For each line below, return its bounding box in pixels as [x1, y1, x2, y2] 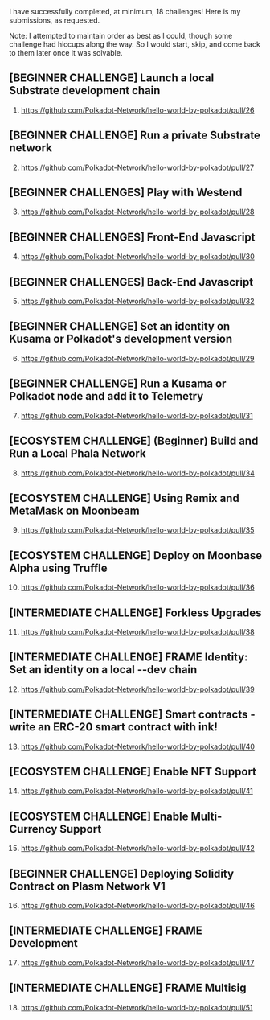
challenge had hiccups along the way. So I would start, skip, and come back [9, 39, 260, 49]
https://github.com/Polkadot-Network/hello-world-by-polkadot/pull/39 [20, 684, 256, 694]
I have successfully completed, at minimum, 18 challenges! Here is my [9, 7, 241, 16]
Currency [9, 822, 58, 836]
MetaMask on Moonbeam [9, 504, 140, 517]
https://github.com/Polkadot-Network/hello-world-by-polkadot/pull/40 [20, 742, 256, 751]
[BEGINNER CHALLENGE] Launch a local [9, 72, 215, 85]
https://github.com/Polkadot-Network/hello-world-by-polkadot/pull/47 [20, 957, 255, 968]
